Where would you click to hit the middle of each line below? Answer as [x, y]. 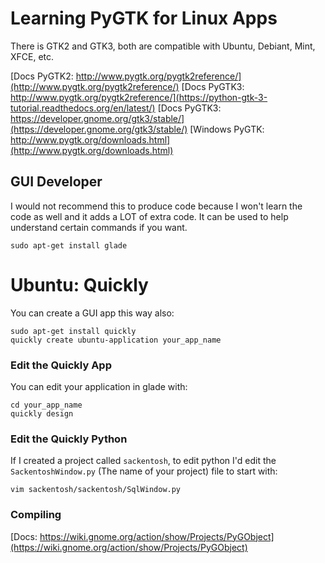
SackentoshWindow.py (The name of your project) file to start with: [144, 471]
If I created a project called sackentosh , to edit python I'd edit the [143, 461]
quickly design [42, 413]
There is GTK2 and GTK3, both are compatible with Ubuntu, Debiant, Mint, [163, 46]
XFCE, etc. [32, 56]
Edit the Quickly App [61, 365]
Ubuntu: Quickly [79, 284]
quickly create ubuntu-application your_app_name [116, 340]
